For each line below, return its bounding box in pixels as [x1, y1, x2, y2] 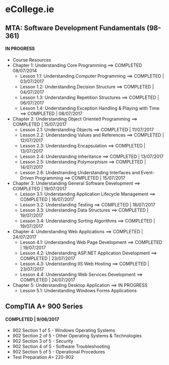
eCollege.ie [5, 4, 54, 15]
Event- [141, 169, 155, 175]
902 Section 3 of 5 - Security [12, 338, 74, 344]
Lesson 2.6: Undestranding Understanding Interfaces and [20, 169, 140, 175]
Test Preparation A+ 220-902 [12, 354, 74, 360]
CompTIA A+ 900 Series [5, 302, 83, 311]
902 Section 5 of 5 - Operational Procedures [12, 349, 105, 355]
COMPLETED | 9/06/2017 [5, 316, 60, 322]
